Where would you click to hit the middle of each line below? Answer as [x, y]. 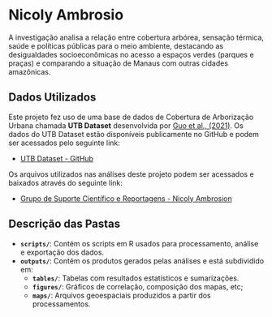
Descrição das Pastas [64, 224]
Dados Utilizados [52, 98]
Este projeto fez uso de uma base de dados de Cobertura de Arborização [131, 117]
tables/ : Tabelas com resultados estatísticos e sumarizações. [136, 278]
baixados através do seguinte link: [66, 182]
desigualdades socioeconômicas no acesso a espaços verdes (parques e [131, 54]
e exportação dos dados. [62, 252]
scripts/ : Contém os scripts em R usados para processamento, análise [139, 243]
